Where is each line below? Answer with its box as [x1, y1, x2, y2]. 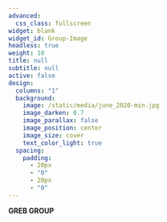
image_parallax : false [22, 117, 99, 125]
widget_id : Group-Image [8, 34, 88, 43]
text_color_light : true [22, 138, 103, 147]
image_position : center [22, 124, 103, 132]
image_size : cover [22, 131, 84, 139]
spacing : [15, 146, 45, 154]
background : [15, 94, 56, 102]
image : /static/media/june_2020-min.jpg [22, 101, 160, 109]
